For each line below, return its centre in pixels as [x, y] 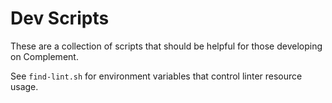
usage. [24, 86]
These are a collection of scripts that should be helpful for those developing [166, 46]
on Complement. [44, 56]
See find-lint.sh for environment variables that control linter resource [156, 76]
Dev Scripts [60, 18]
